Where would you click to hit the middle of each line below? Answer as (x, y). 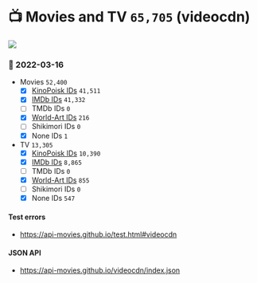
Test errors (27, 217)
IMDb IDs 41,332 (58, 100)
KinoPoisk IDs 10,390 (66, 153)
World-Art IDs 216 (60, 117)
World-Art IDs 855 (60, 180)
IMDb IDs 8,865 (56, 162)
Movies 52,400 (43, 82)
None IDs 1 (50, 136)
